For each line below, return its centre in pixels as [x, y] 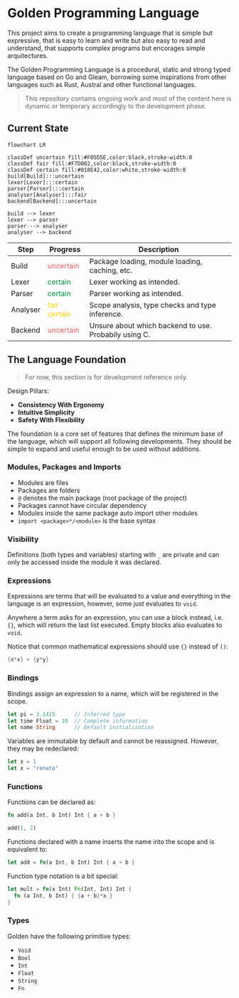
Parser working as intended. [136, 293]
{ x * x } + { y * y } [28, 660]
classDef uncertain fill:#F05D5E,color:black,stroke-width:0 [100, 157]
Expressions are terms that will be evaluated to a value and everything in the [119, 596]
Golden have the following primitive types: [69, 936]
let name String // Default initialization [81, 728]
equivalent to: [27, 850]
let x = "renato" [33, 768]
